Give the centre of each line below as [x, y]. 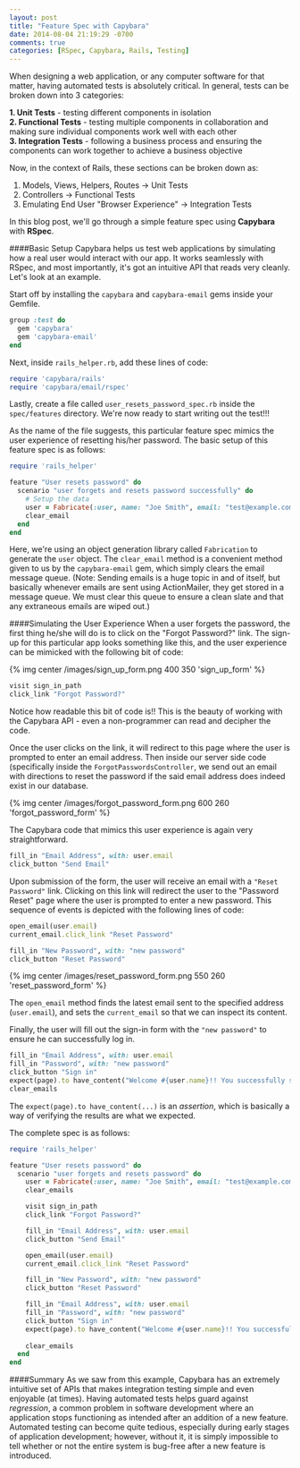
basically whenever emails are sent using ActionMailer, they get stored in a [146, 588]
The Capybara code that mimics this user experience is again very [131, 830]
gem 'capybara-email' [58, 336]
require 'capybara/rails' [57, 378]
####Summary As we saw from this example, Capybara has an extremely [145, 1379]
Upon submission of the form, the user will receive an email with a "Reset [144, 881]
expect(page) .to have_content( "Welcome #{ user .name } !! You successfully [147, 1081]
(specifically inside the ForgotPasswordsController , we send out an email [143, 767]
